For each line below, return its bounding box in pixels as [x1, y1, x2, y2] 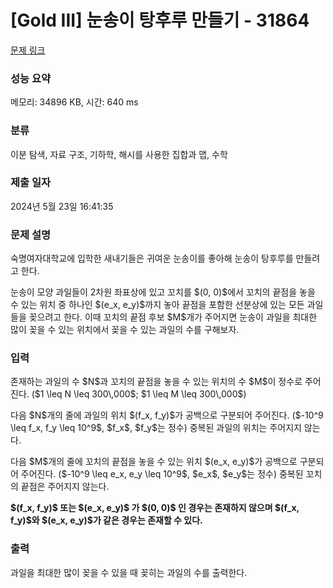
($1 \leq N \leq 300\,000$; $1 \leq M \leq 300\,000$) [31, 388, 247, 400]
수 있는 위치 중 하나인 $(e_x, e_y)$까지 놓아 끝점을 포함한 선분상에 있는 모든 [10, 299, 305, 311]
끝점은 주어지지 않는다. [20, 481, 110, 493]
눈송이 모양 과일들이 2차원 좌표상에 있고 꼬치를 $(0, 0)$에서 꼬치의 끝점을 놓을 [10, 286, 316, 298]
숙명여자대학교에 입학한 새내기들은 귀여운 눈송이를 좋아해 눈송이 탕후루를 [10, 252, 294, 265]
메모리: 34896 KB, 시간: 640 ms [10, 96, 139, 108]
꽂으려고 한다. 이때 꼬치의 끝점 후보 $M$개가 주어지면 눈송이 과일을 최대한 [28, 311, 318, 323]
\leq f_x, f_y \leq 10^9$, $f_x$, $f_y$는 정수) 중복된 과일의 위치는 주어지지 [10, 422, 302, 434]
